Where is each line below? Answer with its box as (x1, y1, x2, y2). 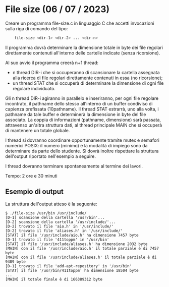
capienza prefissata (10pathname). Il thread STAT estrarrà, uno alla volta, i (5, 106, 159, 112)
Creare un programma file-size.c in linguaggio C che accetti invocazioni (5, 20, 155, 26)
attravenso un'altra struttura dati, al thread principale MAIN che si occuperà (5, 122, 162, 128)
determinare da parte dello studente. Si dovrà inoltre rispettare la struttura (5, 148, 159, 154)
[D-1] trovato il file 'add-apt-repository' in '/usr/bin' (5, 263, 132, 268)
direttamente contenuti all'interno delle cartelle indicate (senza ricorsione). (5, 49, 160, 56)
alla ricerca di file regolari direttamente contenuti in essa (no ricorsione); (12, 75, 163, 81)
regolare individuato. (12, 85, 55, 91)
